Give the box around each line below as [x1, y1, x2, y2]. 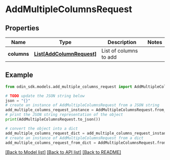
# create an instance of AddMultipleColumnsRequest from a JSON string [5, 103, 159, 108]
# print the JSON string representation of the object [5, 112, 123, 117]
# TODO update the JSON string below [5, 93, 85, 98]
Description [107, 39, 137, 46]
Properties [5, 24, 39, 32]
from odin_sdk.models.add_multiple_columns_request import [5, 84, 133, 89]
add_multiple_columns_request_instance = [5, 107, 94, 112]
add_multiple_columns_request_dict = [5, 131, 85, 136]
